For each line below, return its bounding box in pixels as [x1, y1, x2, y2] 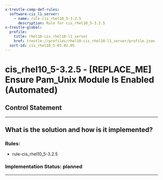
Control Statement [5, 104, 62, 112]
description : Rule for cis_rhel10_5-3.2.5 [17, 20, 105, 26]
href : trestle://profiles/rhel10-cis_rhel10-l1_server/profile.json [14, 39, 155, 44]
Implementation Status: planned [5, 163, 82, 170]
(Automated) [5, 84, 58, 95]
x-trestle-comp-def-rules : [5, 7, 60, 12]
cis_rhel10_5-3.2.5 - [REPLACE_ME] [5, 64, 152, 75]
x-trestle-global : [5, 25, 42, 30]
